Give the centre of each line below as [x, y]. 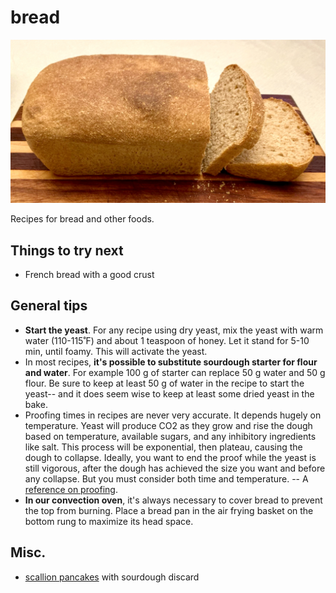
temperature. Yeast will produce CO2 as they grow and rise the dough [168, 425]
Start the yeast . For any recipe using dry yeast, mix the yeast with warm [174, 330]
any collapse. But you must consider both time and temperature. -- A [166, 478]
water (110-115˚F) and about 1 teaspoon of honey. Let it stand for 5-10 [167, 340]
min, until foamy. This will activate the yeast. [116, 351]
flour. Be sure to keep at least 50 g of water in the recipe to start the [164, 383]
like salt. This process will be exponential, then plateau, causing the [163, 447]
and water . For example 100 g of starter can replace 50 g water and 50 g [175, 372]
